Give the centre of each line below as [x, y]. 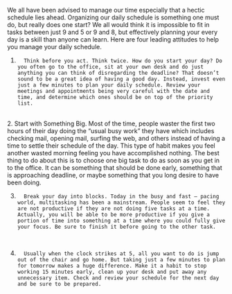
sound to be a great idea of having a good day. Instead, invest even [121, 79]
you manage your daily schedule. [54, 47]
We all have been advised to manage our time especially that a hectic [106, 10]
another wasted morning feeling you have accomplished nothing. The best [113, 153]
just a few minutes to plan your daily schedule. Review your [109, 85]
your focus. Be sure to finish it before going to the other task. [116, 227]
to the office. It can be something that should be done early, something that [115, 168]
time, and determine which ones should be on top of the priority [115, 97]
